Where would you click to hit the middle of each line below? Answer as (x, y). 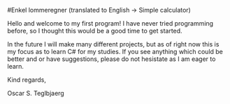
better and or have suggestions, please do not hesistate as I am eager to (112, 59)
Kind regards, (27, 80)
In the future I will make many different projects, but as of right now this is (113, 44)
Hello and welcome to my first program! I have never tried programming (110, 23)
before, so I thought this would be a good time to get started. (95, 31)
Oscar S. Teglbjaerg (36, 93)
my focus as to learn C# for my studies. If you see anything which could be (115, 52)
